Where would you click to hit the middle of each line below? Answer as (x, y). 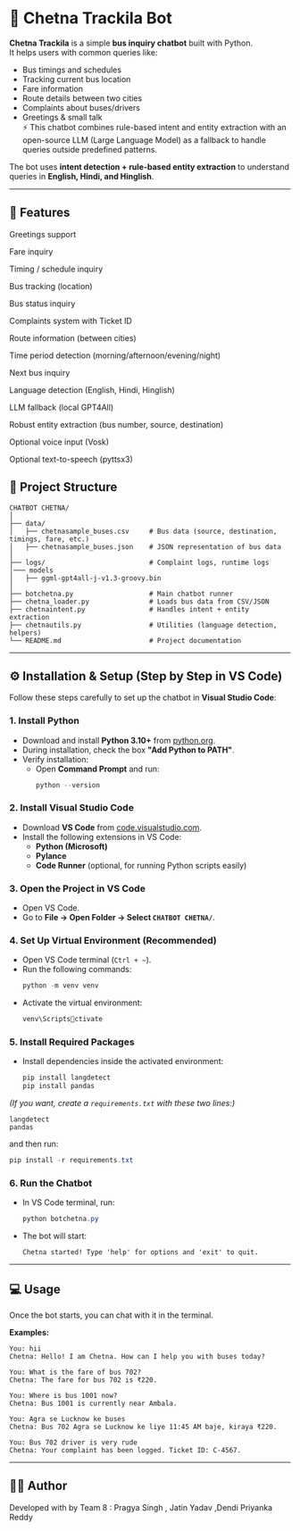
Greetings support (43, 234)
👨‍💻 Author (38, 1486)
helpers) (25, 633)
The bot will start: (54, 1236)
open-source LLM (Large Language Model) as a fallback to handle (144, 140)
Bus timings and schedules (72, 70)
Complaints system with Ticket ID (71, 320)
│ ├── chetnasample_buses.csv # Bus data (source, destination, (143, 531)
